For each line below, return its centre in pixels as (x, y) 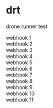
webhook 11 (20, 99)
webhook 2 (19, 44)
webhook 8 (19, 81)
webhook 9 (19, 87)
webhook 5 (19, 62)
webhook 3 (19, 50)
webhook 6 (19, 68)
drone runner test (27, 26)
